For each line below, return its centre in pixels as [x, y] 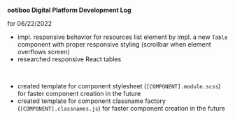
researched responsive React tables [69, 59]
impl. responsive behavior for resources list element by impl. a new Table [122, 37]
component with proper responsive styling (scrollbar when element [114, 44]
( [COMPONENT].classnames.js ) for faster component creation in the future [121, 108]
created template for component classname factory [92, 101]
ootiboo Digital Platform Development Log [69, 10]
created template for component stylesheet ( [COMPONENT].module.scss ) [119, 86]
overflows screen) [43, 52]
